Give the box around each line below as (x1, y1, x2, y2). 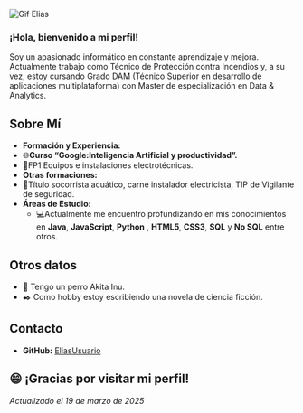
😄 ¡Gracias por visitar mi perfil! (9, 371, 190, 387)
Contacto (9, 321, 63, 336)
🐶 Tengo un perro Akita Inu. (22, 281, 125, 292)
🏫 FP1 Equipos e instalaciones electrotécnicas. (22, 160, 194, 171)
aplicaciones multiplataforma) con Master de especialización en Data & (9, 80, 274, 91)
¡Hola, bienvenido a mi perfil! (9, 31, 138, 43)
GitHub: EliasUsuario (22, 344, 101, 356)
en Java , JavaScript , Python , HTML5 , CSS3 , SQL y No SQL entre (35, 221, 285, 232)
